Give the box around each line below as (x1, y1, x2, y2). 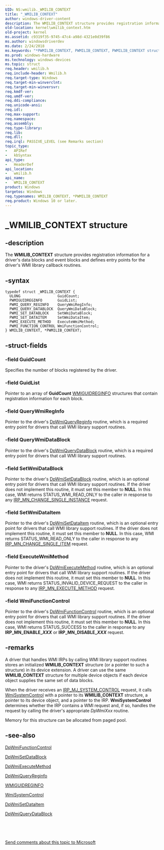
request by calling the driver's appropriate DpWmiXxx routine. (5, 708, 129, 713)
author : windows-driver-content (5, 16, 71, 21)
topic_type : (5, 144, 29, 149)
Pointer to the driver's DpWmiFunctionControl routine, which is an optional (5, 608, 154, 614)
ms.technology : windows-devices (5, 57, 71, 62)
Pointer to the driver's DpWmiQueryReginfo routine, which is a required (5, 419, 148, 425)
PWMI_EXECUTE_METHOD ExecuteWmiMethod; (9, 319, 95, 325)
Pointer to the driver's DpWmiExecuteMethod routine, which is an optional (5, 564, 154, 570)
